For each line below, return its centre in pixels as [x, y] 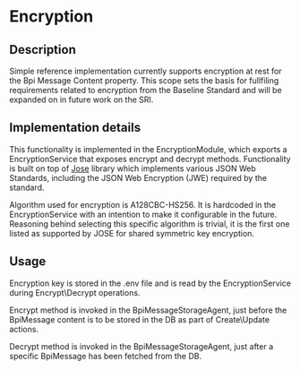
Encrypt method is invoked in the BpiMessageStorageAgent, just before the [148, 310]
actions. [24, 329]
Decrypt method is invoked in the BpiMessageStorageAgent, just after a [141, 346]
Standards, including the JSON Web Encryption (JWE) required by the [138, 177]
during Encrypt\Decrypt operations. [75, 292]
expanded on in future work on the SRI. [81, 99]
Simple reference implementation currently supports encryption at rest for [146, 71]
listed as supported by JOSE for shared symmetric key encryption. [132, 233]
